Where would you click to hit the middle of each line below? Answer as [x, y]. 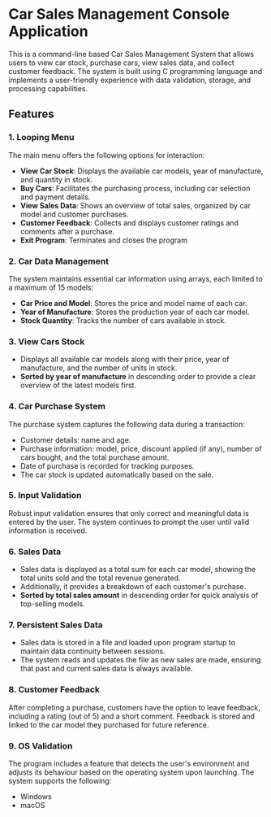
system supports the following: [60, 781]
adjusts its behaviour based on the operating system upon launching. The [131, 772]
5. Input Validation [45, 496]
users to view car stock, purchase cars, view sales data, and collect [122, 63]
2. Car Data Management [59, 261]
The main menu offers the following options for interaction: [107, 155]
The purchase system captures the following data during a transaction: [127, 424]
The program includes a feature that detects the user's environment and [129, 763]
